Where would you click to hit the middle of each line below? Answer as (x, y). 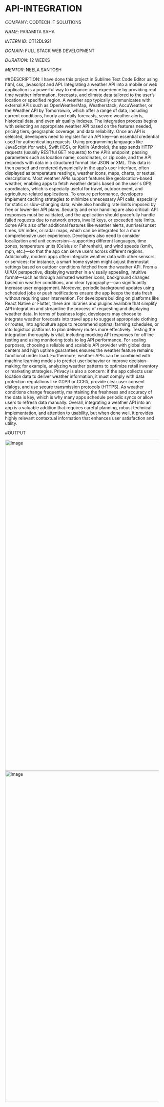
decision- (139, 361)
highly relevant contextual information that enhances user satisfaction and (80, 418)
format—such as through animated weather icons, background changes (77, 277)
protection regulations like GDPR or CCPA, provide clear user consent (75, 381)
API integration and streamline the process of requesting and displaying (77, 308)
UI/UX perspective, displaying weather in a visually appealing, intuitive (76, 272)
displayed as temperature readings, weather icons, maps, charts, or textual (80, 173)
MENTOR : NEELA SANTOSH (33, 70)
